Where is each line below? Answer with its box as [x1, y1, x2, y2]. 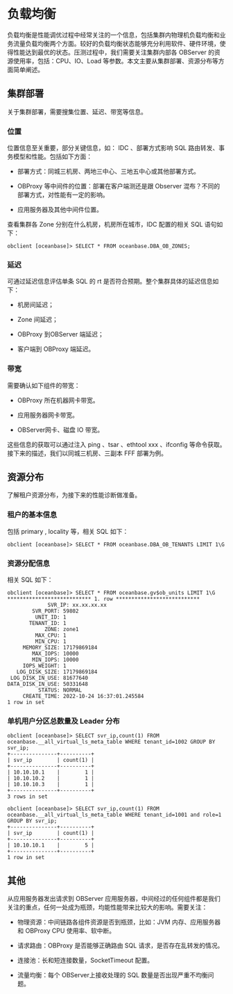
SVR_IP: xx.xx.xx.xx [47, 602, 107, 609]
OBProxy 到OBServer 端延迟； [17, 330, 104, 339]
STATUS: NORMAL [37, 687, 82, 694]
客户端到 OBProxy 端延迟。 [17, 345, 95, 353]
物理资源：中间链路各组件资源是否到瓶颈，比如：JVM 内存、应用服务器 [17, 918, 221, 927]
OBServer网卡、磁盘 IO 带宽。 [17, 425, 104, 434]
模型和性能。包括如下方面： [12, 152, 92, 161]
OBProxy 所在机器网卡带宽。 [17, 396, 99, 404]
